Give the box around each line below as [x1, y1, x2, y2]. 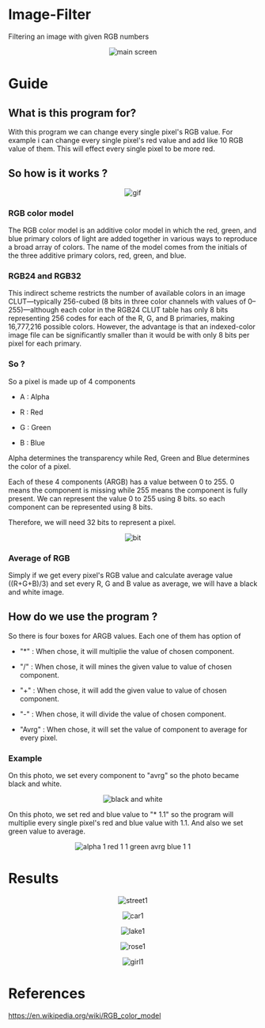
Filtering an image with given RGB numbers [8, 32, 150, 41]
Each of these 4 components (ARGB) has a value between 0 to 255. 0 [8, 477, 235, 486]
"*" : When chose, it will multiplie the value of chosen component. [19, 646, 235, 656]
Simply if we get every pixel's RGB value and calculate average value [8, 570, 233, 580]
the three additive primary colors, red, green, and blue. [8, 251, 187, 260]
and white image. [8, 587, 65, 596]
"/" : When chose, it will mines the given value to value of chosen [19, 662, 232, 671]
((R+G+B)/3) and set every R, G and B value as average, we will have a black [8, 579, 258, 588]
